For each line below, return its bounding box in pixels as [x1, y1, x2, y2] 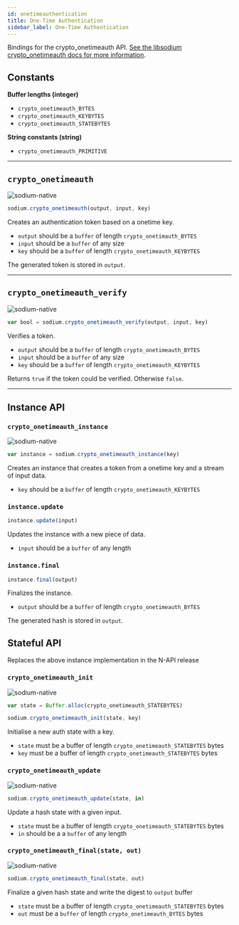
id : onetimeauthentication [7, 10, 87, 18]
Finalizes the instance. [7, 588, 73, 598]
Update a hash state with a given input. [7, 808, 122, 816]
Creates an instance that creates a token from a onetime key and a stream [7, 464, 224, 472]
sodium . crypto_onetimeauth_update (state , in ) [7, 795, 144, 802]
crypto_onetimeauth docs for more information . [7, 51, 147, 59]
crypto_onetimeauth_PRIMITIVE [17, 148, 108, 155]
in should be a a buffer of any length [17, 829, 127, 837]
